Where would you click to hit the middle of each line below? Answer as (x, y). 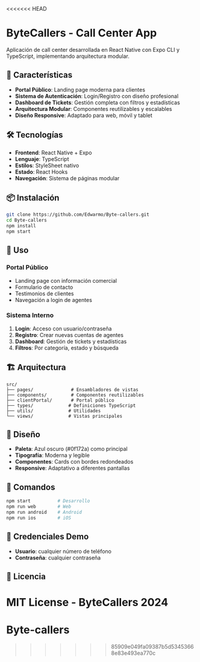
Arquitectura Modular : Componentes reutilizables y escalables (93, 109)
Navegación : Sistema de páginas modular (67, 178)
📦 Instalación (33, 197)
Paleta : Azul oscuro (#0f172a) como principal (71, 449)
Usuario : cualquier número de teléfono (63, 551)
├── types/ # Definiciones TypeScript (71, 405)
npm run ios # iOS (39, 518)
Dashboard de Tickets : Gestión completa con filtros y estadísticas (98, 102)
